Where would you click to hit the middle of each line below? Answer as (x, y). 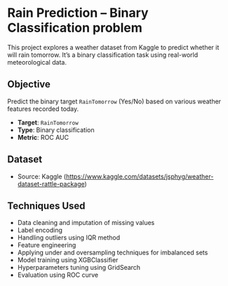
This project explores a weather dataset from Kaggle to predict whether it (113, 47)
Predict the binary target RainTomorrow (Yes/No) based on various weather (114, 101)
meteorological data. (37, 62)
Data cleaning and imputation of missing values (86, 223)
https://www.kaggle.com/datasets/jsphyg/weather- (140, 176)
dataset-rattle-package (51, 183)
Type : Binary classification (56, 130)
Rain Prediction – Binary (78, 13)
